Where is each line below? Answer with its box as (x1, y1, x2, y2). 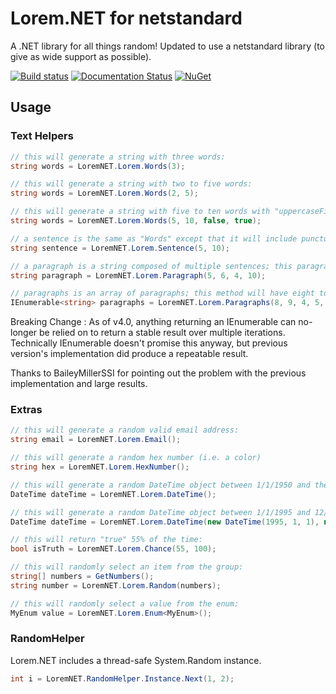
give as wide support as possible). (10, 50, 152, 62)
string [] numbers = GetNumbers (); (10, 572, 155, 582)
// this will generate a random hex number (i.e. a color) (10, 453, 262, 463)
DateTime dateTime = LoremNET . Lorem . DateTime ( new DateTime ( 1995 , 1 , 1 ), (10, 517, 320, 527)
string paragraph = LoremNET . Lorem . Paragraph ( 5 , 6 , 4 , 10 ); (10, 270, 267, 281)
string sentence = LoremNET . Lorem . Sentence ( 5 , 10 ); (10, 243, 230, 253)
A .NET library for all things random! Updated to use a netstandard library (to (10, 40, 325, 52)
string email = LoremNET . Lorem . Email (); (10, 435, 182, 445)
